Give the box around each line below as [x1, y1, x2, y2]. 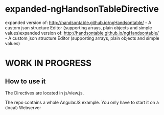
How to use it [5, 77, 46, 85]
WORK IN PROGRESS [5, 58, 92, 69]
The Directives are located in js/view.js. [5, 90, 84, 96]
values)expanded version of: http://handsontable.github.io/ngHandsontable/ [5, 30, 159, 36]
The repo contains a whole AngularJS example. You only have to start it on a [5, 99, 159, 105]
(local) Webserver [5, 104, 42, 111]
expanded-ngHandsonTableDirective [5, 3, 159, 15]
